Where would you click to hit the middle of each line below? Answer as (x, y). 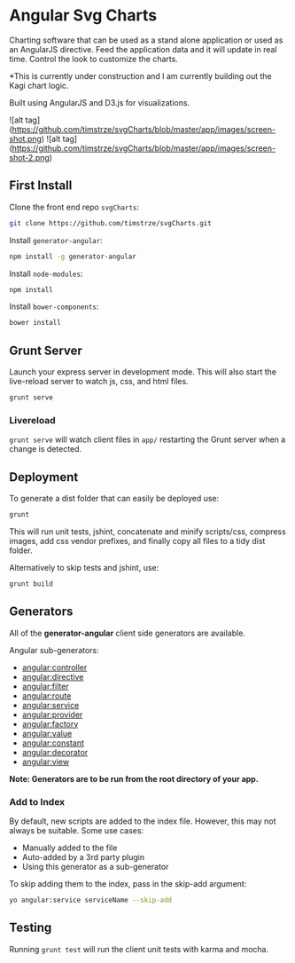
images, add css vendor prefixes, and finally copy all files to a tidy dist (137, 541)
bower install (35, 323)
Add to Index (37, 801)
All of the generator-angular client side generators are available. (128, 633)
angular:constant (53, 743)
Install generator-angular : (56, 240)
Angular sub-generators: (54, 650)
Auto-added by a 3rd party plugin (83, 856)
